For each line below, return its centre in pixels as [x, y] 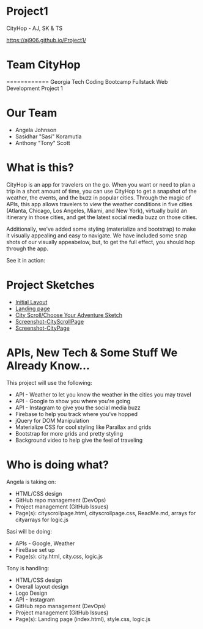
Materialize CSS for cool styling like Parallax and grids [83, 427]
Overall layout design [42, 586]
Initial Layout [31, 302]
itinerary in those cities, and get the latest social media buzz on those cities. [102, 217]
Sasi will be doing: [29, 531]
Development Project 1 [35, 88]
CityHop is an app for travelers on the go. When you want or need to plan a [101, 184]
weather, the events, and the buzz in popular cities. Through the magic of [99, 198]
